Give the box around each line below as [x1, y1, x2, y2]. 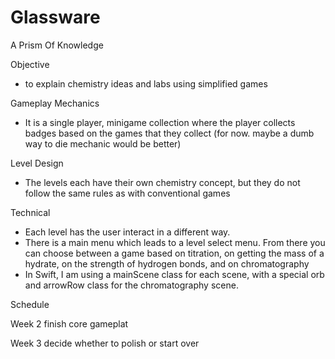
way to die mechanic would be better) [24, 137, 182, 150]
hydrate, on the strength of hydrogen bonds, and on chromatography [24, 257, 310, 270]
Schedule [10, 298, 50, 310]
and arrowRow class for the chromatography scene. [24, 279, 239, 291]
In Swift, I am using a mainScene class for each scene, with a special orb [24, 268, 325, 280]
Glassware [10, 6, 101, 29]
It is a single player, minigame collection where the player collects [24, 116, 296, 128]
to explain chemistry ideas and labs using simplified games [24, 77, 268, 90]
